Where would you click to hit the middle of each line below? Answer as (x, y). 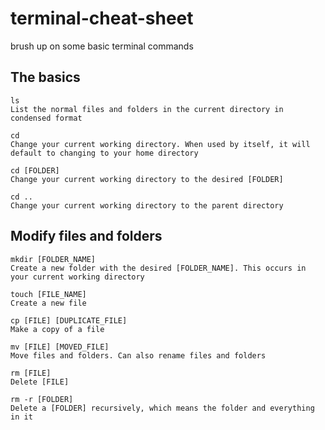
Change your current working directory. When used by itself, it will (160, 144)
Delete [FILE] (40, 382)
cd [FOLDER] (35, 170)
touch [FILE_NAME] (48, 294)
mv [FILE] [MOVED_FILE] (60, 347)
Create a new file (48, 303)
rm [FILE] (31, 373)
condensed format (46, 118)
